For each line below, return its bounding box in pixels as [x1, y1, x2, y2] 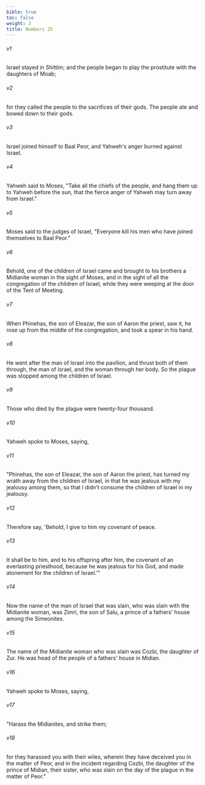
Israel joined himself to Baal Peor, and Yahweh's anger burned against [6, 142, 182, 150]
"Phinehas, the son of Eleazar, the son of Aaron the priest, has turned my [6, 471, 190, 478]
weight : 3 [6, 20, 32, 26]
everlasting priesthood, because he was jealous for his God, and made [6, 563, 184, 570]
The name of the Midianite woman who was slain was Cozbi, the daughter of [6, 648, 199, 655]
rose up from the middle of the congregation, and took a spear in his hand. [6, 326, 193, 334]
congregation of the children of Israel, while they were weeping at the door [6, 280, 195, 288]
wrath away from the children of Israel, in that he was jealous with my [6, 477, 181, 484]
